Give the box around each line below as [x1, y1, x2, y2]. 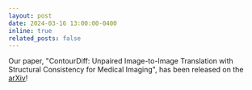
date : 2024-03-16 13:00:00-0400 [8, 19, 117, 27]
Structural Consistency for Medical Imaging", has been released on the [8, 65, 244, 75]
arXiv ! [8, 73, 28, 83]
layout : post [8, 11, 52, 20]
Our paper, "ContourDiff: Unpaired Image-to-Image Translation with [8, 56, 234, 66]
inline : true [8, 27, 52, 35]
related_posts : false [8, 34, 82, 43]
